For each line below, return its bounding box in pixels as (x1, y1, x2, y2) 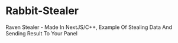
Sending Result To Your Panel (5, 29, 78, 37)
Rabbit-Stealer (5, 4, 79, 18)
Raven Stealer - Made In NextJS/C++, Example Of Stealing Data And (5, 24, 173, 31)
